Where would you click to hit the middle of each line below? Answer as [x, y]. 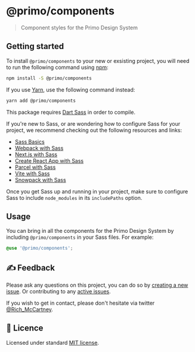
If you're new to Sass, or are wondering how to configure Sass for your [93, 123]
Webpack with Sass [39, 148]
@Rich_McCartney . [30, 309]
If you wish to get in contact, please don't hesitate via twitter [81, 303]
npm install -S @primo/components [49, 78]
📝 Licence [25, 328]
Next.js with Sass [36, 154]
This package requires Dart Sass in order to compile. [71, 112]
